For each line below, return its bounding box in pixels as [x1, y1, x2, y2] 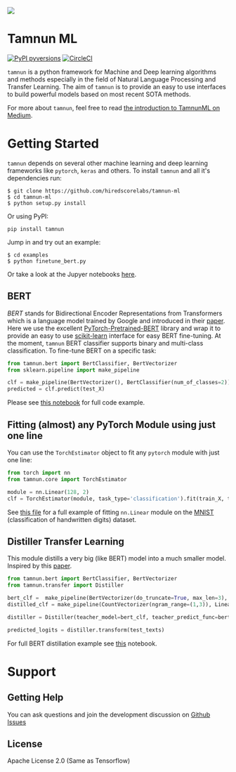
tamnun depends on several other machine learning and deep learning [7, 159, 209, 167]
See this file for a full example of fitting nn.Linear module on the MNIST [7, 508, 214, 516]
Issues [7, 717, 27, 726]
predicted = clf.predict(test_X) [7, 386, 105, 393]
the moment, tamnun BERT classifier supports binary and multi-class [7, 339, 204, 347]
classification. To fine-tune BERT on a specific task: [7, 346, 157, 355]
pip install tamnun [7, 225, 65, 233]
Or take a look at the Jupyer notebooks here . [7, 270, 137, 278]
